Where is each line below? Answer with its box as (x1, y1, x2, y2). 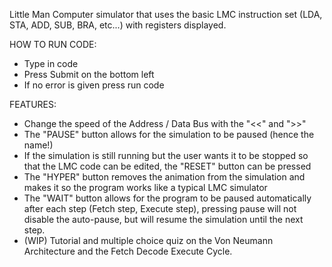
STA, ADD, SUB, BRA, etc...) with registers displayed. (9, 19, 227, 31)
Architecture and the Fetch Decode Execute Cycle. (23, 245, 233, 257)
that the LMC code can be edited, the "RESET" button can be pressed (23, 160, 312, 172)
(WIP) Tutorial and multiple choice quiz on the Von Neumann (23, 235, 274, 246)
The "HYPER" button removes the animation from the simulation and (23, 171, 306, 183)
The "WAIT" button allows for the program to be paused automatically (23, 192, 312, 204)
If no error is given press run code (23, 79, 165, 91)
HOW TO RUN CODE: (9, 39, 97, 50)
